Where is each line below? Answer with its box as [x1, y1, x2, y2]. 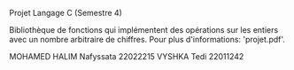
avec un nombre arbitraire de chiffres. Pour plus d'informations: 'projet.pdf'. [9, 35, 286, 44]
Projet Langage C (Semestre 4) [9, 8, 122, 18]
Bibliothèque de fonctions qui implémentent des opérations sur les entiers [9, 25, 279, 35]
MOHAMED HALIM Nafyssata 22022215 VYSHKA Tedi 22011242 [9, 51, 244, 61]
